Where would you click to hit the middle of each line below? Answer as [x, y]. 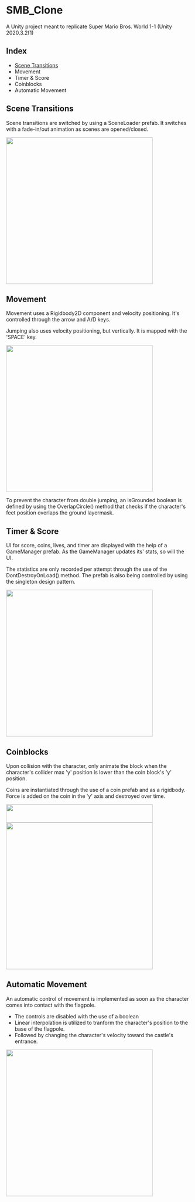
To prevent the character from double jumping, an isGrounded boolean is [94, 500]
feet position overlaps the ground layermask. [60, 513]
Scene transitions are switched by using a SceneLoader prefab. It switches [96, 123]
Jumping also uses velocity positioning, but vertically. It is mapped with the [97, 331]
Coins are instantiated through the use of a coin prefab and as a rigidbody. [96, 790]
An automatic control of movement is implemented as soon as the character [97, 998]
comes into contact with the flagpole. [51, 1005]
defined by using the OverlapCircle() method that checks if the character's [96, 507]
